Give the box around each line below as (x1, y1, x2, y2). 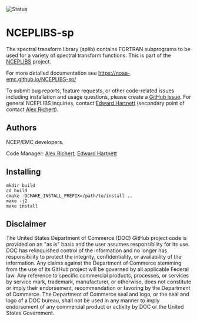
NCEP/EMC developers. (6, 138, 64, 145)
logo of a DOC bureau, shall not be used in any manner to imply (6, 297, 160, 304)
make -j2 (6, 198, 28, 204)
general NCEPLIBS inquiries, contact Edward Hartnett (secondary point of (6, 99, 185, 106)
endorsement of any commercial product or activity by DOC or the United (6, 303, 184, 310)
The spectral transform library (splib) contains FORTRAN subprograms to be (6, 45, 191, 52)
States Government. (6, 309, 55, 317)
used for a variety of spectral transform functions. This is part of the (6, 52, 172, 59)
